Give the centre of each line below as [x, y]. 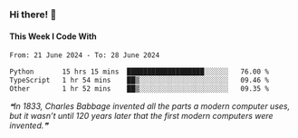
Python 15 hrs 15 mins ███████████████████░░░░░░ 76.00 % [139, 72]
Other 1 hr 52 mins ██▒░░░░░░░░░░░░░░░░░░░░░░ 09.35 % [139, 89]
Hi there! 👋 [33, 15]
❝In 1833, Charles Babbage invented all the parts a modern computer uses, [150, 106]
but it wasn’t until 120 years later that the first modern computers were [141, 115]
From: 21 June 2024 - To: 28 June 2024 [85, 55]
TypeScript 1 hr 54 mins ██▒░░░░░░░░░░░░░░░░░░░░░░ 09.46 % [139, 80]
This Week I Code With [53, 36]
